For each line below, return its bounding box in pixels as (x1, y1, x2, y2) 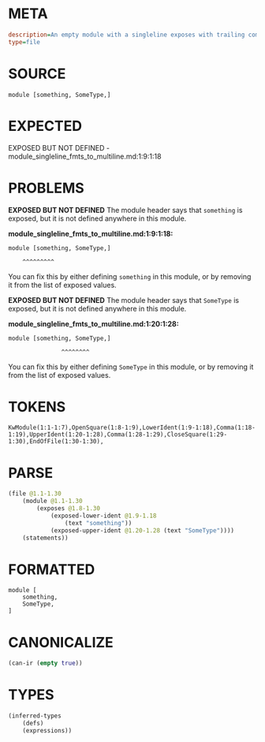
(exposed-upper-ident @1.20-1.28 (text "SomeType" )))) (50, 526, 235, 535)
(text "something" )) (64, 519, 132, 527)
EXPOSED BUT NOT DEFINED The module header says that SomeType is (8, 295, 239, 304)
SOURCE (8, 65, 66, 83)
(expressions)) (22, 726, 73, 734)
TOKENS (8, 397, 66, 416)
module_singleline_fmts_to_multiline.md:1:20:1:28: (8, 319, 179, 328)
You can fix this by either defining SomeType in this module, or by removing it (8, 362, 254, 371)
